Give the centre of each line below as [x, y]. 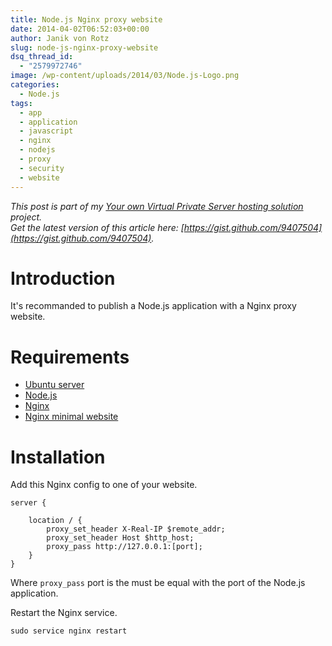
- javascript [46, 131]
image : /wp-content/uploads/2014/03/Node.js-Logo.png [125, 76]
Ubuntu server [54, 385]
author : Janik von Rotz [60, 38]
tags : [21, 103]
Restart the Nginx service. [64, 613]
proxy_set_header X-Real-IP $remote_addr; [136, 529]
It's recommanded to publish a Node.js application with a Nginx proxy [153, 306]
